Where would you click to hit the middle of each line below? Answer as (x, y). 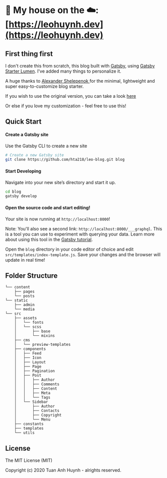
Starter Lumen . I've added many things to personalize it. (63, 71)
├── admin (25, 305)
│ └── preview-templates (43, 345)
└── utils (25, 433)
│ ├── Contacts (37, 411)
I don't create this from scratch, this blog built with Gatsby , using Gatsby (80, 66)
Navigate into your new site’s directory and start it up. (61, 182)
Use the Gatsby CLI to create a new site (46, 146)
